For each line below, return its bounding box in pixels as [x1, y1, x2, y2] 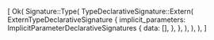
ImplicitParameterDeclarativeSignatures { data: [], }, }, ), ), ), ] [7, 24, 207, 32]
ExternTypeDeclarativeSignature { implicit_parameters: [7, 15, 186, 24]
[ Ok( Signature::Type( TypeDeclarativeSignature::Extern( [7, 7, 194, 16]
